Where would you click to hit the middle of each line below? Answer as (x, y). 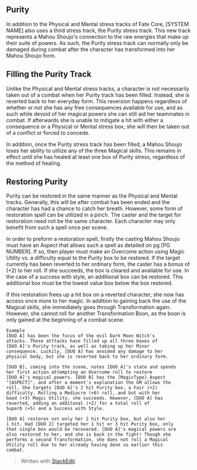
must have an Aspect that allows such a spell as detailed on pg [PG (88, 245)
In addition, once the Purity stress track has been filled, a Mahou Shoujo (94, 144)
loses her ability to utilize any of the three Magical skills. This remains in (94, 150)
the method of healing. (34, 163)
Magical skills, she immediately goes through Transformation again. (89, 307)
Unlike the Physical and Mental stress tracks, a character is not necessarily (98, 88)
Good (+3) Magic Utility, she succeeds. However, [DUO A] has (85, 398)
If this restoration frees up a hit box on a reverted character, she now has (95, 295)
